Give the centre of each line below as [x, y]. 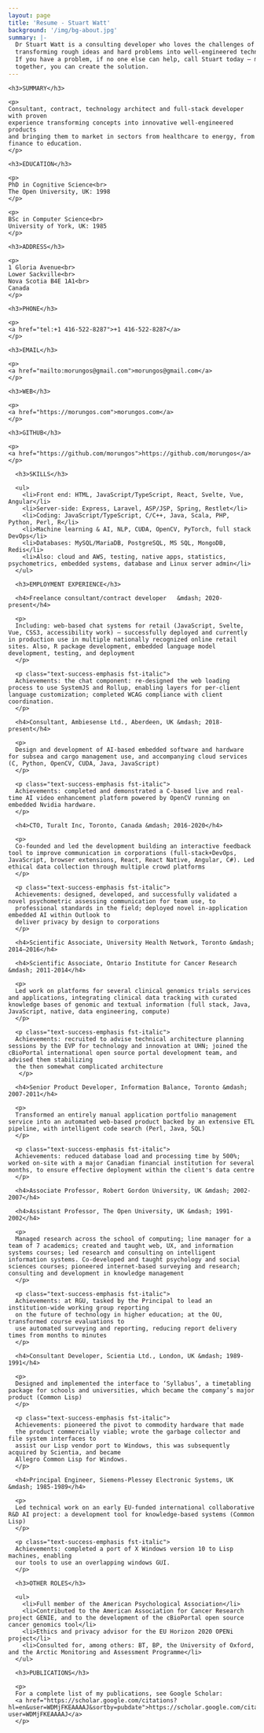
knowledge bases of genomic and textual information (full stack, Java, [130, 1005]
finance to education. [45, 143]
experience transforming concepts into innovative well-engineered [121, 123]
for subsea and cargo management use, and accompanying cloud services [128, 757]
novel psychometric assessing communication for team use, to [112, 901]
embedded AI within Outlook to [59, 915]
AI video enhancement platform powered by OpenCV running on [128, 798]
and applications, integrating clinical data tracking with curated [123, 998]
